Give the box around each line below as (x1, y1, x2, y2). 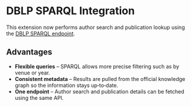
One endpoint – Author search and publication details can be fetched (14, 87, 184, 95)
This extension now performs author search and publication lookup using (6, 24, 185, 31)
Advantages (6, 47, 52, 57)
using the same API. (14, 94, 64, 101)
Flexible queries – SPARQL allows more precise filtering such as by (14, 63, 180, 70)
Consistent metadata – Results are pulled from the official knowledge (14, 75, 186, 82)
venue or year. (14, 69, 50, 76)
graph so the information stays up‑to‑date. (14, 82, 119, 89)
